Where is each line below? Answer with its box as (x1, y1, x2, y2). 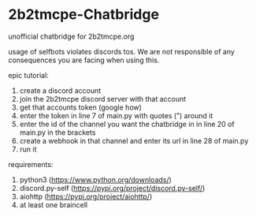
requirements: (8, 159, 54, 169)
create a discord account (19, 85, 102, 95)
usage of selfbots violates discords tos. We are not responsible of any (8, 47, 235, 56)
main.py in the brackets (19, 128, 96, 137)
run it (19, 144, 37, 154)
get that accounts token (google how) (19, 102, 142, 112)
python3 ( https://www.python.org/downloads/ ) (19, 175, 172, 184)
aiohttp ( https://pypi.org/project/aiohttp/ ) (19, 192, 153, 201)
